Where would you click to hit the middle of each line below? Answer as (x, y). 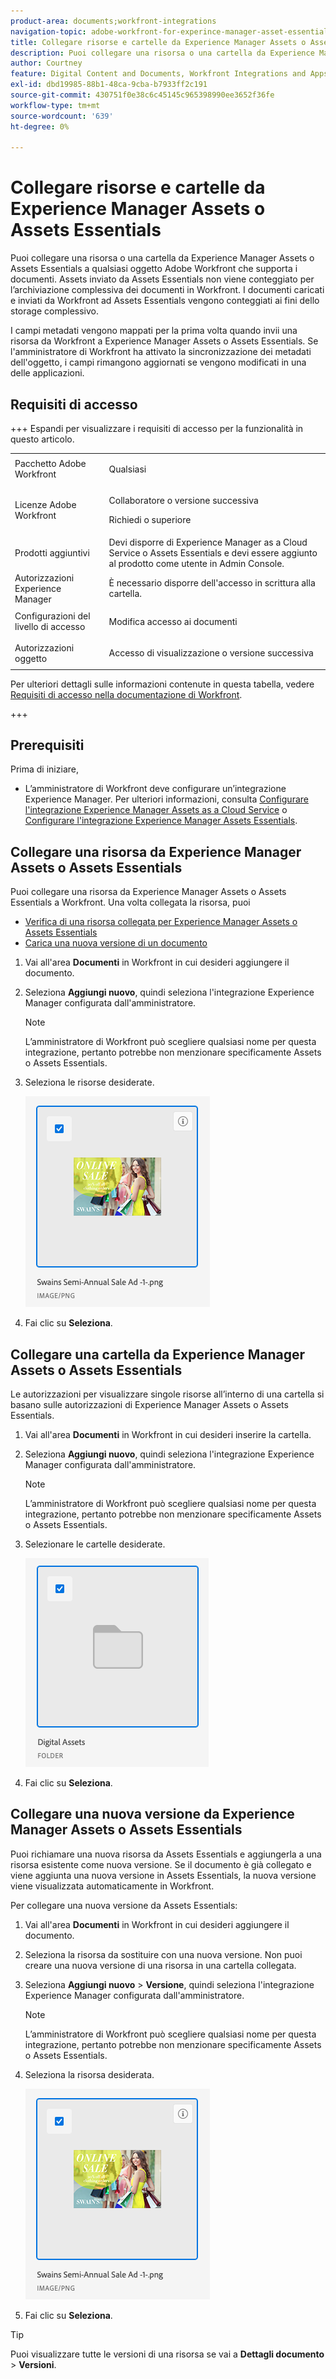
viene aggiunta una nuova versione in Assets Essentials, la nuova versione (163, 1875)
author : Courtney (46, 63)
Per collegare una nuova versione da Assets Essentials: (124, 1905)
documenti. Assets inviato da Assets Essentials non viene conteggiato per (162, 279)
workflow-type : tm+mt (55, 105)
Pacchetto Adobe (50, 464)
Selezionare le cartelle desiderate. (95, 1544)
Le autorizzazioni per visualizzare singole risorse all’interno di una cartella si (167, 1394)
